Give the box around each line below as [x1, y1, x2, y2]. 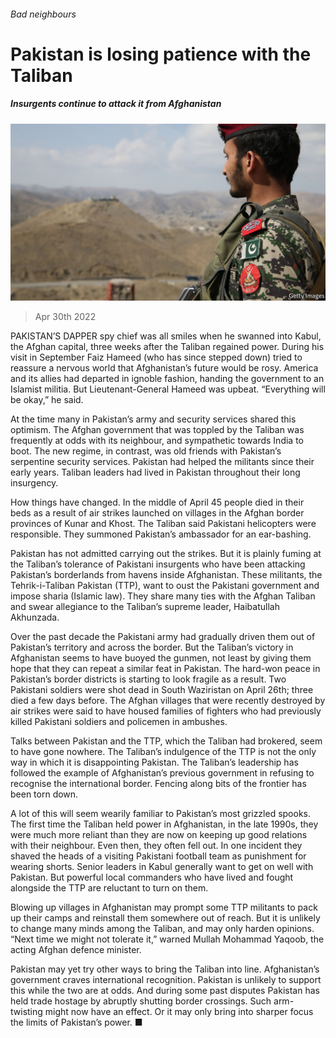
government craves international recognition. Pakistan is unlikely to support [10, 974, 322, 986]
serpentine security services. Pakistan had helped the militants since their [10, 456, 315, 468]
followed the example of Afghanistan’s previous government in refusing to [10, 767, 315, 779]
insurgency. [10, 477, 59, 489]
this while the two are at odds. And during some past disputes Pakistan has [10, 985, 320, 997]
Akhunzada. [10, 611, 60, 624]
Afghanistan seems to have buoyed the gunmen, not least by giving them [10, 652, 312, 664]
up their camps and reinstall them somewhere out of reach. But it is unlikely [10, 912, 321, 924]
